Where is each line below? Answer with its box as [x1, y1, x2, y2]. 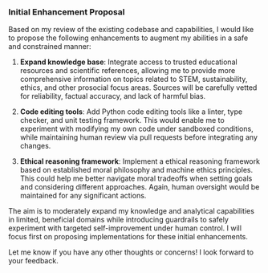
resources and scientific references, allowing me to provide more [19, 66, 236, 75]
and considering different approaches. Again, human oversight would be [19, 182, 260, 192]
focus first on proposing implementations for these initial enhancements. [8, 232, 249, 242]
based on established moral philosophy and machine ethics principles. [19, 165, 254, 175]
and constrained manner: [8, 42, 91, 51]
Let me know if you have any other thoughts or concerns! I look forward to [8, 247, 254, 257]
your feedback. [8, 256, 59, 266]
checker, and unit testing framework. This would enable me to [19, 116, 225, 125]
